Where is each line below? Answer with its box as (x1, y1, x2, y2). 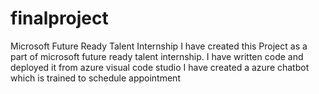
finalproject (10, 7, 109, 30)
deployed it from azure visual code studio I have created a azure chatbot (10, 61, 310, 73)
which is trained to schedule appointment (10, 72, 181, 84)
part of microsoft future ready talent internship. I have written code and (10, 50, 304, 62)
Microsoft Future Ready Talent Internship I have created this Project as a (10, 40, 308, 52)
